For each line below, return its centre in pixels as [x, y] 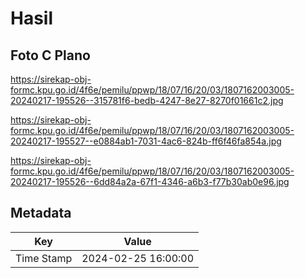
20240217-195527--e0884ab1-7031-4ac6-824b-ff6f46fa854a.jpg [146, 141]
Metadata [41, 213]
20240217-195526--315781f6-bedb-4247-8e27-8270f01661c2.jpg [147, 100]
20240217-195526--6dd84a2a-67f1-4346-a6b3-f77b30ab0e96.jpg [150, 181]
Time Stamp [44, 258]
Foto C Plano [50, 55]
